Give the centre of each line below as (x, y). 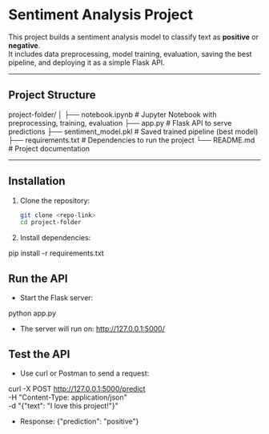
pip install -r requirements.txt (56, 253)
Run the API (38, 278)
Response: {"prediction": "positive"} (79, 421)
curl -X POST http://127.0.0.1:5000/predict (77, 388)
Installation (37, 181)
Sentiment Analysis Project (101, 15)
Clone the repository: (55, 200)
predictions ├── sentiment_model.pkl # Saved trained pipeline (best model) (133, 131)
